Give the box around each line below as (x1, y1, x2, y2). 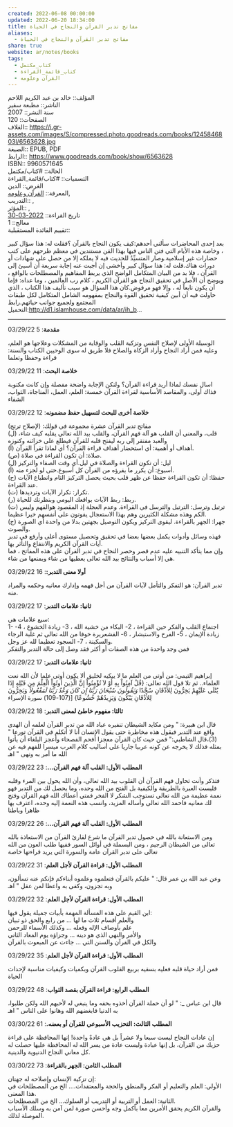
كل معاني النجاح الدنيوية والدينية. (8, 1048, 91, 1056)
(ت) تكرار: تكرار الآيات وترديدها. (8, 488, 89, 496)
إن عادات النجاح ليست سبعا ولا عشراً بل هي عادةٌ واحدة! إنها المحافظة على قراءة (8, 1033, 215, 1042)
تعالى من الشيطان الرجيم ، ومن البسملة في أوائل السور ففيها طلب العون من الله (8, 840, 215, 849)
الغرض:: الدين (8, 181, 44, 190)
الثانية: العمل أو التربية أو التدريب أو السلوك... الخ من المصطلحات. (8, 1097, 176, 1105)
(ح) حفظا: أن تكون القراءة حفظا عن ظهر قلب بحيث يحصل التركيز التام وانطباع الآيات (8, 474, 225, 482)
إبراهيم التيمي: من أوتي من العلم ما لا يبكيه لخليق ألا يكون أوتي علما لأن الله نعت (8, 671, 212, 680)
